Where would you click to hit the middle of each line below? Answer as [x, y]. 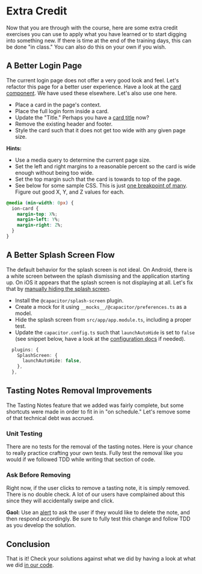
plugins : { [25, 350]
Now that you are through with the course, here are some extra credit [92, 28]
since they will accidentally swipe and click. [60, 501]
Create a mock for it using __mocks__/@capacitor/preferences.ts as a [101, 307]
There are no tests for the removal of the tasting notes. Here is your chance [100, 447]
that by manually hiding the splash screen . [59, 289]
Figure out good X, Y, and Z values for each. [70, 192]
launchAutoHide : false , [52, 361]
